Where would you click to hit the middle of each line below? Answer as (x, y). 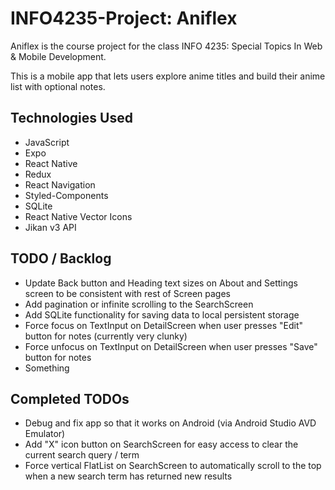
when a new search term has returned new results (128, 476)
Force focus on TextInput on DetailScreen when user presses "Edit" (163, 325)
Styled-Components (66, 195)
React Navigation (60, 184)
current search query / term (82, 455)
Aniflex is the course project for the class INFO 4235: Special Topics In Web (166, 46)
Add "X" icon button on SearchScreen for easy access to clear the (161, 444)
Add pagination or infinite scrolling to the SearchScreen (139, 304)
